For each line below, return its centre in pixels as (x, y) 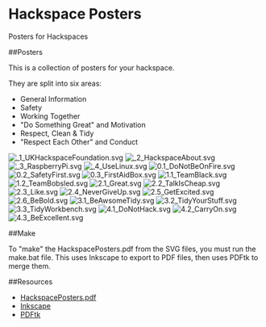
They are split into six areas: (55, 83)
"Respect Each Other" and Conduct (79, 141)
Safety (31, 107)
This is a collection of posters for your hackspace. (91, 67)
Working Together (50, 116)
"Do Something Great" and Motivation (83, 124)
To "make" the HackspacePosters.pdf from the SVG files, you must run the (132, 249)
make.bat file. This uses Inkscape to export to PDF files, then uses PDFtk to (133, 257)
